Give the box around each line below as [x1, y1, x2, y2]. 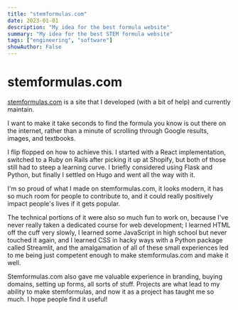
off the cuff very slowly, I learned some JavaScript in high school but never [7, 228, 227, 237]
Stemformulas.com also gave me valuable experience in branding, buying [7, 272, 222, 281]
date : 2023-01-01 [7, 17, 59, 24]
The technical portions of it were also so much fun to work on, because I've [7, 213, 229, 221]
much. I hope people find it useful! [7, 294, 108, 303]
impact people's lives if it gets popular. [7, 199, 121, 208]
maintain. [7, 105, 34, 114]
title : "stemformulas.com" [7, 10, 87, 18]
